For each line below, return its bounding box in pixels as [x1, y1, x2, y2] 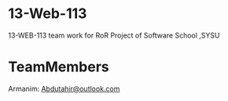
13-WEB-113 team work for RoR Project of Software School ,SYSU [8, 31, 220, 40]
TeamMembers [8, 58, 109, 76]
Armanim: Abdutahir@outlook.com [8, 84, 120, 93]
